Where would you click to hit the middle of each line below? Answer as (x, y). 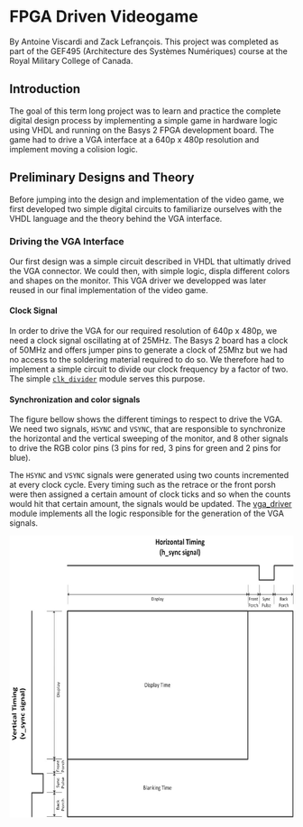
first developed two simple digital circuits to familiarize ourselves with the (146, 208)
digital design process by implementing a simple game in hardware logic (143, 120)
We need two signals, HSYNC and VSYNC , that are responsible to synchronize (147, 429)
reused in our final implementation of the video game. (109, 289)
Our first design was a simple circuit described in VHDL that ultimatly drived (150, 261)
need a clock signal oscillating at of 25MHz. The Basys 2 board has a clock (149, 341)
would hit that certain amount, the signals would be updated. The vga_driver (151, 504)
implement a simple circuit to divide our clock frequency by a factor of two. (149, 369)
